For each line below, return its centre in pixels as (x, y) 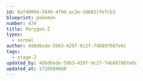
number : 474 (21, 23)
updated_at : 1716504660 (37, 69)
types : (15, 35)
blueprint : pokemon (31, 18)
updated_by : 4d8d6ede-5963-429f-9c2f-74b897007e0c (72, 63)
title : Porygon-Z (28, 29)
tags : (13, 52)
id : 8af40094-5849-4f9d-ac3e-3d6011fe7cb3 (61, 12)
